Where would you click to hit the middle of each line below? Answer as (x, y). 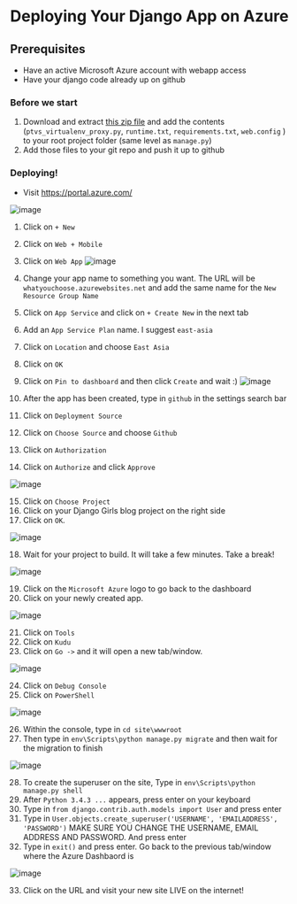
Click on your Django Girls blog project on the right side (124, 510)
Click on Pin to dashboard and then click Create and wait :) (130, 381)
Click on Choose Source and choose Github (100, 432)
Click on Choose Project (67, 501)
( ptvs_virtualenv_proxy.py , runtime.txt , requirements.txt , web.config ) (154, 131)
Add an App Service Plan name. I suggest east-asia (118, 329)
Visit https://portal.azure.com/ (77, 192)
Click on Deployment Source (72, 415)
